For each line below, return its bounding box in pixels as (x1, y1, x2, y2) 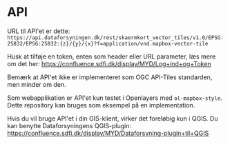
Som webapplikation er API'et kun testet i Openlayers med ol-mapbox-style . (7, 94, 223, 102)
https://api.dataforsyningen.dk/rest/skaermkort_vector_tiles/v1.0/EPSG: (7, 34, 224, 41)
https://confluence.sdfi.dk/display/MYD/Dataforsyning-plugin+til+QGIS (7, 129, 209, 137)
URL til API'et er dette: (7, 27, 70, 35)
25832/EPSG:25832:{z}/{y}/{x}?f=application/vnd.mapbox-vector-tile (7, 40, 209, 47)
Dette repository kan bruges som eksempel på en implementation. (7, 101, 195, 109)
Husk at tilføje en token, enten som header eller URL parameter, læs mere (7, 52, 216, 61)
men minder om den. (7, 80, 67, 88)
